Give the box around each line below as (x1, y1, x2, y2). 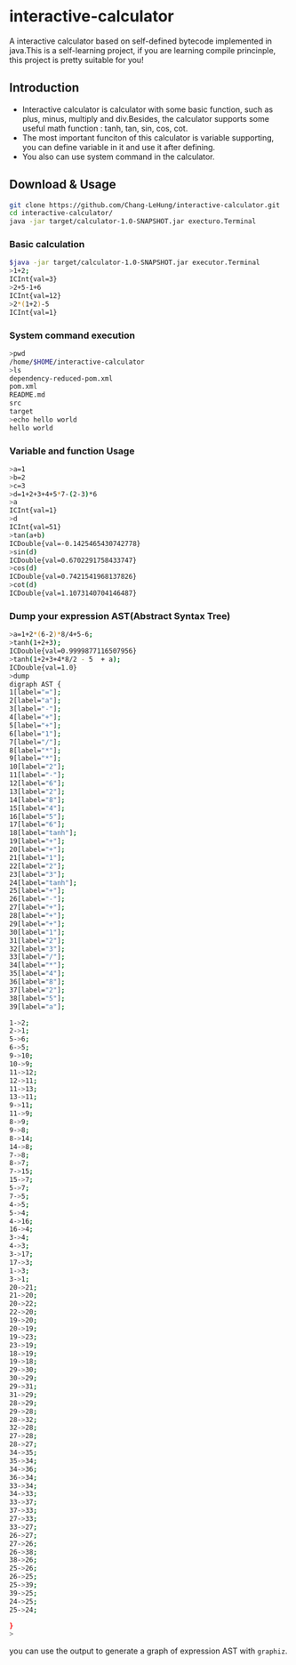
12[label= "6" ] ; (9, 779, 66, 788)
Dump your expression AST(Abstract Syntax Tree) (9, 609, 231, 622)
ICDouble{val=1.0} (9, 663, 77, 672)
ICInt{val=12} (9, 291, 62, 300)
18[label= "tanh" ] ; (9, 829, 77, 838)
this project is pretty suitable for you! (9, 54, 144, 65)
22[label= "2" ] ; (9, 861, 66, 871)
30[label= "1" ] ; (9, 928, 66, 937)
